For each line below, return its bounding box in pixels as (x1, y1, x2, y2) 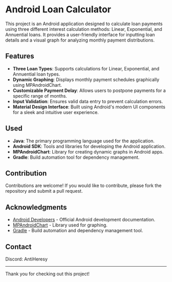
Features (5, 52, 34, 61)
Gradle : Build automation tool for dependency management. (12, 154, 140, 160)
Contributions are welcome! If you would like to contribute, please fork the (5, 182, 162, 189)
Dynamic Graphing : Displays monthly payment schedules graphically (12, 76, 160, 83)
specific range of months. (12, 92, 68, 99)
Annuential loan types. (12, 71, 60, 77)
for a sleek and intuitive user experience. (12, 109, 99, 115)
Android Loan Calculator (5, 4, 112, 15)
